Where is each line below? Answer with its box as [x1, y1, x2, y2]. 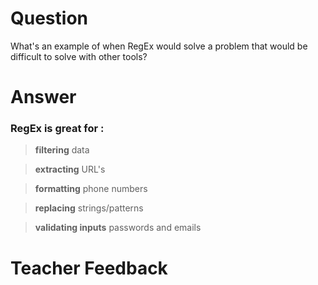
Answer [10, 86, 77, 109]
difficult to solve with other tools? [10, 50, 148, 62]
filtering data [34, 144, 90, 156]
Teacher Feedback [10, 257, 168, 279]
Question [10, 7, 88, 30]
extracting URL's [34, 163, 106, 176]
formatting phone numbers [34, 183, 148, 195]
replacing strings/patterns [34, 202, 144, 214]
